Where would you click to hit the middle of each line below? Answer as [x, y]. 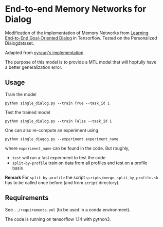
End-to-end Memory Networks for [76, 9]
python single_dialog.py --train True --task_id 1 [57, 103]
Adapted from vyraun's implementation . [45, 53]
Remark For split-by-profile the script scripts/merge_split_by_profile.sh [81, 177]
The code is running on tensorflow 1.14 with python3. [58, 219]
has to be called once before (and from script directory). [63, 182]
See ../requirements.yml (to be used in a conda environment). [68, 209]
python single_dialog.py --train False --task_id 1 [58, 121]
